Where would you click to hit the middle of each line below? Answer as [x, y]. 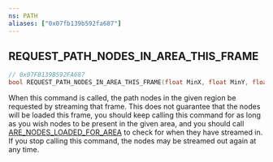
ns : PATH [23, 16]
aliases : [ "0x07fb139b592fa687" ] [65, 23]
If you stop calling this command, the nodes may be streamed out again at [132, 141]
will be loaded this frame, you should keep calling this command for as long [135, 115]
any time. [24, 150]
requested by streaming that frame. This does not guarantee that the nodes [134, 107]
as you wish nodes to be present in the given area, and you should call [126, 124]
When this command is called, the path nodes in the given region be [122, 98]
